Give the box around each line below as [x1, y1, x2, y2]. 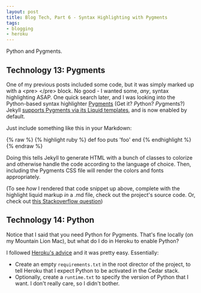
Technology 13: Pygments [6, 65, 106, 75]
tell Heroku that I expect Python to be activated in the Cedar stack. [14, 267, 180, 274]
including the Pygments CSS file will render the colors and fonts [6, 166, 164, 174]
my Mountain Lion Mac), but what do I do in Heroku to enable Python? [6, 237, 179, 244]
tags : [6, 20, 20, 26]
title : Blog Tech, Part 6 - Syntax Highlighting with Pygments [6, 14, 168, 20]
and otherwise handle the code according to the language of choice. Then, [6, 160, 191, 168]
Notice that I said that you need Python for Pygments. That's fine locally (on [6, 231, 194, 238]
